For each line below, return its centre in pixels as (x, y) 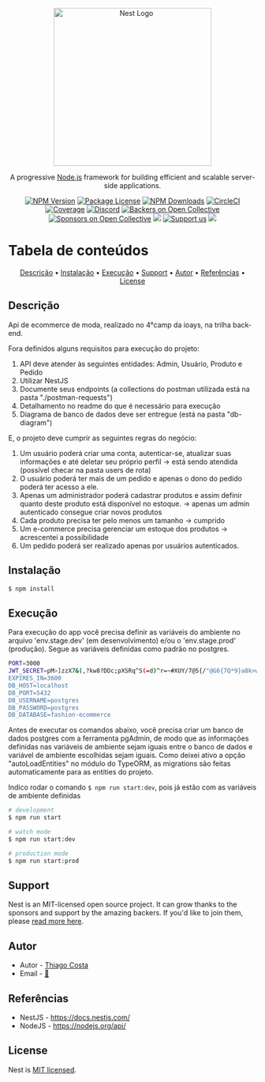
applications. (140, 185)
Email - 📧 (34, 974)
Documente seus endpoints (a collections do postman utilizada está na (134, 389)
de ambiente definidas (45, 796)
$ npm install (32, 589)
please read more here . (46, 922)
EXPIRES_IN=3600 (35, 678)
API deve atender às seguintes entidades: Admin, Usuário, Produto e (131, 364)
